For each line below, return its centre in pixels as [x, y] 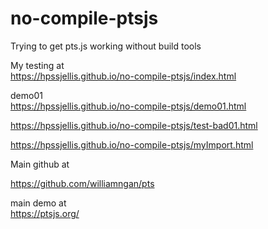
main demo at [38, 203]
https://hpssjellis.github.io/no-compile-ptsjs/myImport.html [132, 144]
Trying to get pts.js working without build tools [106, 46]
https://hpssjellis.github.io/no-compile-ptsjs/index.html [123, 76]
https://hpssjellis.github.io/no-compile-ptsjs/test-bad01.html [134, 125]
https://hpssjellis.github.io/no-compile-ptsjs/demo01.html [128, 106]
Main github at [40, 164]
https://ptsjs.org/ [45, 213]
